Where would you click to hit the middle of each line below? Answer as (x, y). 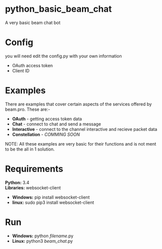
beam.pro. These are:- (28, 109)
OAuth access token (32, 65)
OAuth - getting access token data (47, 119)
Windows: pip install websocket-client (51, 197)
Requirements (34, 169)
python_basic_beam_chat (59, 9)
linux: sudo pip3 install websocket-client (53, 202)
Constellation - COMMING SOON (46, 134)
